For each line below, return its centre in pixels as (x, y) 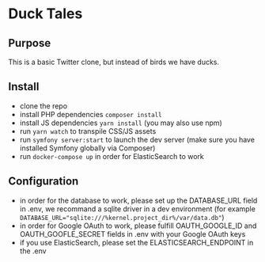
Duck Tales (45, 14)
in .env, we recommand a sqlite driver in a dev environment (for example (137, 209)
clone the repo (44, 106)
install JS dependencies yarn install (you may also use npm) (121, 123)
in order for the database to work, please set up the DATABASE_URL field (138, 200)
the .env (33, 251)
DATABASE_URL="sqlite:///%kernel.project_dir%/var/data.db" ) (122, 217)
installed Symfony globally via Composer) (87, 148)
